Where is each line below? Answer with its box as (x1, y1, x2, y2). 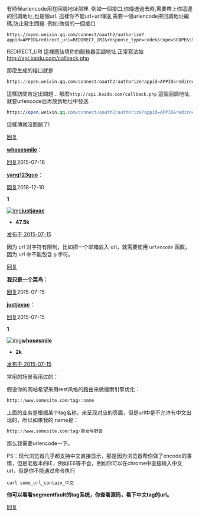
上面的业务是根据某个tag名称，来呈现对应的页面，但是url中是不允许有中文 (6, 409, 187, 416)
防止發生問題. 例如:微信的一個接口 (13, 20, 96, 27)
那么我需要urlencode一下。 (6, 440, 73, 447)
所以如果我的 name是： (22, 416, 79, 423)
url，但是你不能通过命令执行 (6, 467, 76, 474)
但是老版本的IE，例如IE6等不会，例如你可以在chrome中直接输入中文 (17, 459, 182, 466)
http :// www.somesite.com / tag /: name (6, 397, 94, 404)
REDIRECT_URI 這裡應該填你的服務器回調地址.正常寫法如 (6, 48, 144, 55)
